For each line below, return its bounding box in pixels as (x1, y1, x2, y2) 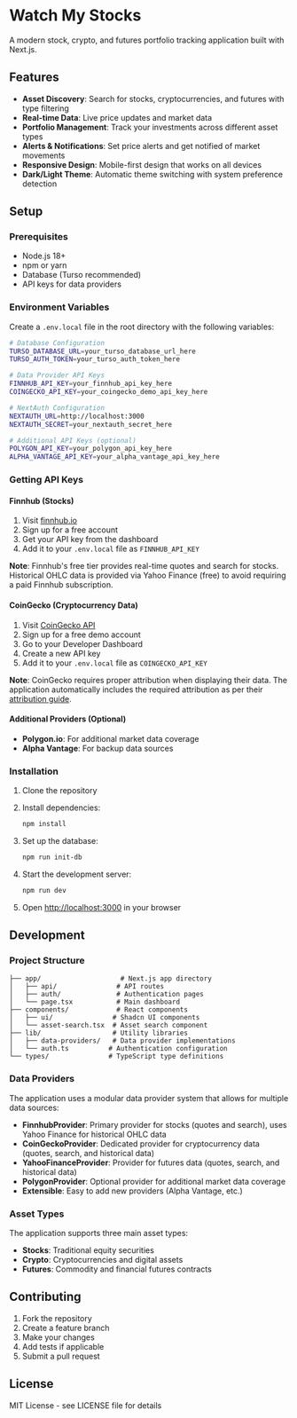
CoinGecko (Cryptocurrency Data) (9, 600, 139, 611)
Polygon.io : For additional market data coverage (21, 733, 199, 744)
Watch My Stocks (9, 5, 142, 26)
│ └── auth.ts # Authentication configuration (9, 1044, 228, 1053)
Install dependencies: (21, 802, 101, 813)
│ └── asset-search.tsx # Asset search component (9, 1021, 208, 1030)
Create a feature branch (21, 1322, 110, 1333)
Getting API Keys (9, 474, 84, 486)
